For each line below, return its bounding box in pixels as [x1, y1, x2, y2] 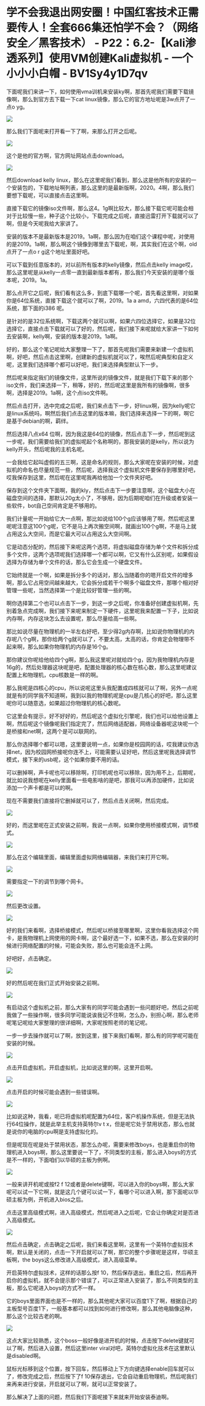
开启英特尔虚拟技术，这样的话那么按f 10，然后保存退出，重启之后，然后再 [6, 1269, 192, 1276]
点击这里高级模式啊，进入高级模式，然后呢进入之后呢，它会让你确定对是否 [6, 1208, 193, 1216]
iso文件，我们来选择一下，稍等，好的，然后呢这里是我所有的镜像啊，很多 [6, 381, 190, 389]
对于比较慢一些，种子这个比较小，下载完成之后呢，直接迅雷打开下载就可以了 [6, 212, 199, 220]
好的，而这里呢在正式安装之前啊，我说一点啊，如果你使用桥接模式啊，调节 [6, 821, 193, 828]
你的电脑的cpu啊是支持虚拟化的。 [16, 1128, 102, 1135]
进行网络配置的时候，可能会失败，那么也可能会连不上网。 [11, 942, 156, 949]
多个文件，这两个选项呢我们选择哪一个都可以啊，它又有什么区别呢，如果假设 [6, 550, 199, 558]
